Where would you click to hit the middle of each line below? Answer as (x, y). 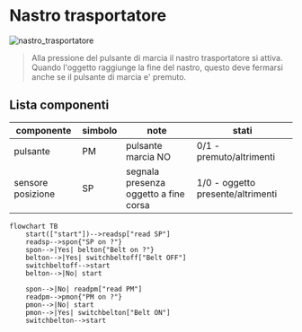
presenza (146, 182)
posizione (35, 194)
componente (44, 130)
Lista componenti (59, 105)
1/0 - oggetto (226, 182)
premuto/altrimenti (236, 156)
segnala (142, 171)
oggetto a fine (155, 194)
